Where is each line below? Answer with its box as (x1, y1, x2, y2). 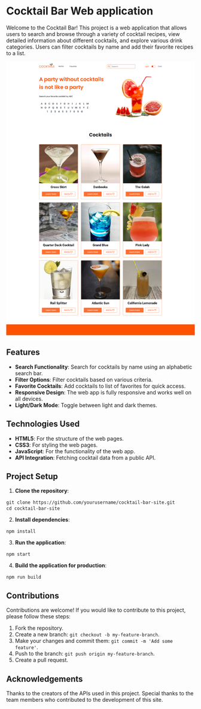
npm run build (6, 575, 42, 581)
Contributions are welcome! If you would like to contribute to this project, (6, 606, 186, 614)
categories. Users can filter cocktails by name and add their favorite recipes (6, 43, 193, 50)
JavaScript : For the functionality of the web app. (14, 447, 136, 454)
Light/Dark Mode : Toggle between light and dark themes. (14, 401, 157, 409)
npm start (6, 551, 31, 558)
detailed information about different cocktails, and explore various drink (6, 37, 182, 44)
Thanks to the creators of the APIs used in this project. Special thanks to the (6, 689, 194, 697)
